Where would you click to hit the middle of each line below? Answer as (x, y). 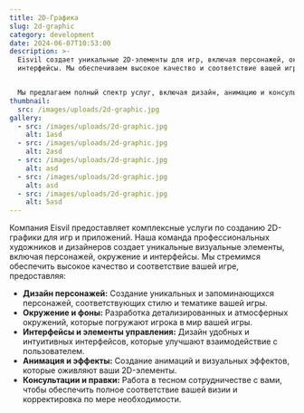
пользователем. (53, 351)
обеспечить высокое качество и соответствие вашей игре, (124, 266)
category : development (52, 34)
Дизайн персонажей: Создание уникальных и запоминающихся (148, 293)
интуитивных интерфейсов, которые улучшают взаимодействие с (150, 341)
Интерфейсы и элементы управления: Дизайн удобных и (136, 332)
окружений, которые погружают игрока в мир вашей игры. (138, 322)
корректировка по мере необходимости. (102, 399)
